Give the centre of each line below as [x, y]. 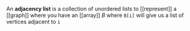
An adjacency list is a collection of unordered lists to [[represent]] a [91, 9]
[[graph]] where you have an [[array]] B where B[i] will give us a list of [95, 15]
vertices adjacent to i [33, 22]
